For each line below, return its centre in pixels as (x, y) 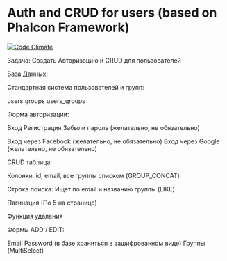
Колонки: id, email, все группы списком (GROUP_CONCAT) (94, 175)
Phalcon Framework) (68, 27)
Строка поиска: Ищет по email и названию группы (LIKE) (91, 189)
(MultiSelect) (25, 250)
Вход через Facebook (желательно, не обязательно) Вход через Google (113, 141)
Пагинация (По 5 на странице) (52, 203)
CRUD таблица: (30, 162)
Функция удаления (35, 216)
